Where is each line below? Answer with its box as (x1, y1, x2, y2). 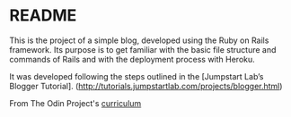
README (9, 5, 77, 26)
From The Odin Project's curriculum (9, 97, 142, 108)
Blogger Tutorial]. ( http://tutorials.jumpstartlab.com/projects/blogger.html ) (9, 80, 283, 91)
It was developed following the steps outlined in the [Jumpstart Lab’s (9, 71, 264, 81)
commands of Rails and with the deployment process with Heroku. (9, 54, 256, 64)
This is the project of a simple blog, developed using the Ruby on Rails (9, 35, 269, 46)
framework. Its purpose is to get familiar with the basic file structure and (9, 44, 277, 54)
